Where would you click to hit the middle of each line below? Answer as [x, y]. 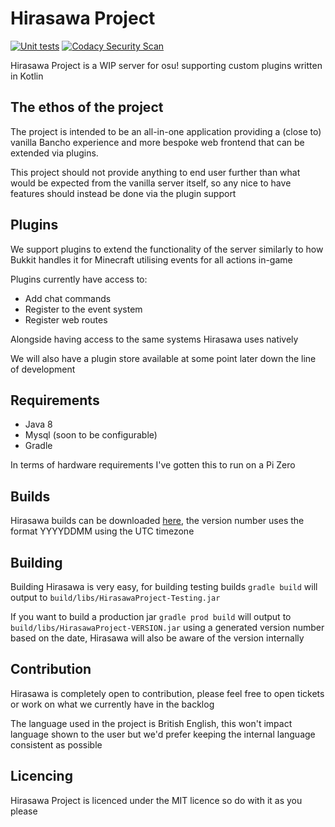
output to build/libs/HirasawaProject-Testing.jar [115, 597]
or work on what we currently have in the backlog [112, 704]
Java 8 [38, 424]
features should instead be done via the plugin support [123, 193]
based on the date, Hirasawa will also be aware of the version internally [157, 638]
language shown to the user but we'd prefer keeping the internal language [163, 734]
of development [43, 369]
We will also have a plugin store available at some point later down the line [163, 358]
